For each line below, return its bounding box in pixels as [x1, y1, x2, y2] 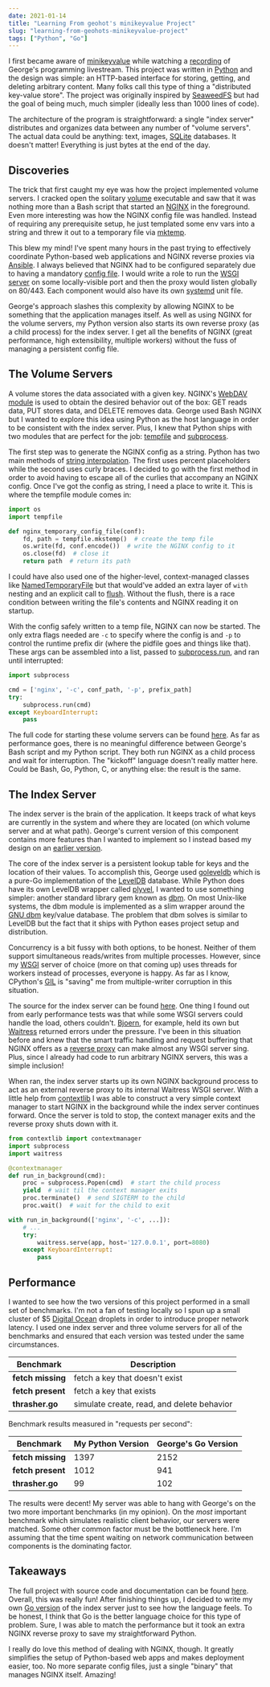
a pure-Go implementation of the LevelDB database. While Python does [8, 876, 245, 885]
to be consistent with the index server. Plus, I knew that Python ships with [8, 423, 252, 433]
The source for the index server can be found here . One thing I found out [8, 1001, 250, 1011]
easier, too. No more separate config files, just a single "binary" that [8, 1661, 233, 1671]
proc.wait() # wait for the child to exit [22, 1201, 171, 1210]
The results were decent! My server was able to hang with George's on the [8, 1499, 256, 1508]
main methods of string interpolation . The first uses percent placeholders [8, 455, 251, 465]
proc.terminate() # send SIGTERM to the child [22, 1194, 185, 1202]
